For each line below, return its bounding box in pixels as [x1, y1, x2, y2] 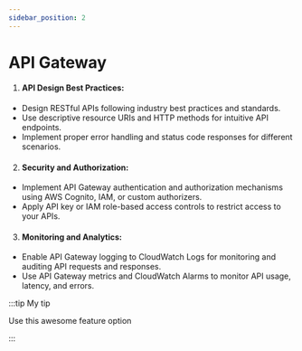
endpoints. [21, 122, 62, 133]
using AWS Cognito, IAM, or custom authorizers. [21, 192, 203, 203]
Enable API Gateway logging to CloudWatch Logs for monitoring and [21, 251, 277, 262]
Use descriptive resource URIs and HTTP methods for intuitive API [21, 112, 269, 123]
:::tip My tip [8, 298, 51, 308]
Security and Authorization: [21, 162, 129, 173]
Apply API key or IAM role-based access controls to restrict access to [21, 201, 281, 213]
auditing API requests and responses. [21, 261, 162, 272]
